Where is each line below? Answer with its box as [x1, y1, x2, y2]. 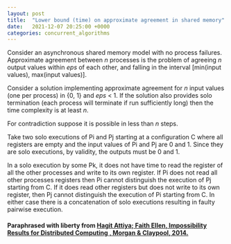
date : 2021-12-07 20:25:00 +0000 [7, 23, 110, 30]
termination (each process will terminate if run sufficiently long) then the [7, 98, 214, 107]
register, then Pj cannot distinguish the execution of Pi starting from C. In [7, 191, 215, 199]
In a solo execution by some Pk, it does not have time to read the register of [7, 161, 223, 170]
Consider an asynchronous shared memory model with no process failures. [7, 49, 223, 57]
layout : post [7, 10, 45, 17]
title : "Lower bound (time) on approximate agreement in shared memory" [7, 17, 225, 24]
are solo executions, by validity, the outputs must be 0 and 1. [7, 148, 180, 156]
